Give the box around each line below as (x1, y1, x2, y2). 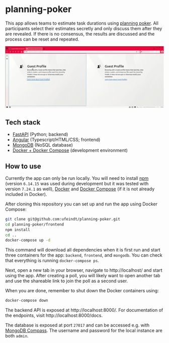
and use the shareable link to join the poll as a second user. (5, 278, 128, 284)
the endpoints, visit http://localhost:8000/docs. (5, 312, 103, 318)
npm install (5, 227, 30, 232)
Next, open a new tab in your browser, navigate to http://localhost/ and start (5, 267, 162, 273)
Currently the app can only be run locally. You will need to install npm (5, 175, 149, 181)
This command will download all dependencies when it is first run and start (5, 247, 160, 253)
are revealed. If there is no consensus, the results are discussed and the (5, 31, 155, 37)
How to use (5, 162, 41, 170)
